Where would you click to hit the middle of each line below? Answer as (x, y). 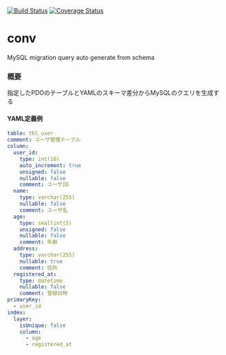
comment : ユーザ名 (44, 210)
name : (21, 191)
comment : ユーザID (44, 185)
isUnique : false (43, 325)
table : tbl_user (30, 133)
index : (16, 312)
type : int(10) (39, 159)
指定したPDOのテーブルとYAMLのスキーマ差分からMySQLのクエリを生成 (110, 93)
